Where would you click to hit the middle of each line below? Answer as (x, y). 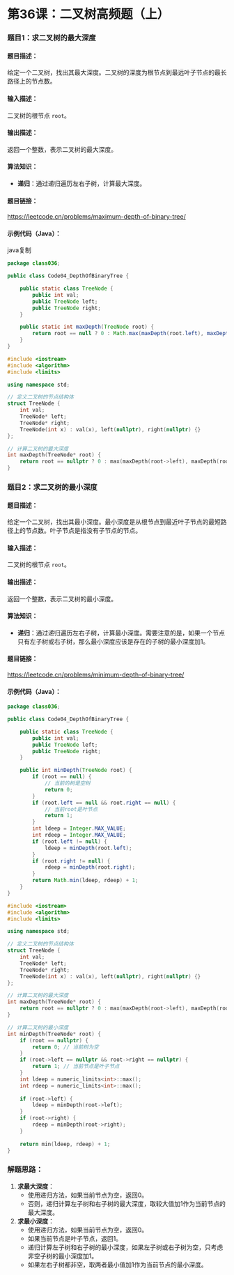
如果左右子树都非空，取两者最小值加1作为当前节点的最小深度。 (117, 1265)
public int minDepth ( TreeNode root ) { (76, 771)
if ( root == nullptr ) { (54, 1040)
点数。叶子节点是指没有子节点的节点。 (86, 531)
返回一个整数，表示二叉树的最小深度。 (62, 598)
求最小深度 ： (36, 1221)
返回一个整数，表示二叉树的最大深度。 (62, 149)
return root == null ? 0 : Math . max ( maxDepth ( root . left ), (118, 334)
